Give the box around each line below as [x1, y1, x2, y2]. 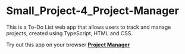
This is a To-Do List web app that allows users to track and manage [6, 23, 171, 31]
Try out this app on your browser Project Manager [6, 41, 130, 48]
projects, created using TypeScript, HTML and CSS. [6, 29, 133, 36]
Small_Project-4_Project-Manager [6, 4, 180, 18]
